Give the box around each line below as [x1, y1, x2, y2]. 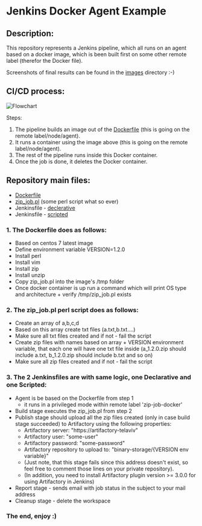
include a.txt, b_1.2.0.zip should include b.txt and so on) [14, 351, 153, 359]
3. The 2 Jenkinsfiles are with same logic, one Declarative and [6, 373, 192, 382]
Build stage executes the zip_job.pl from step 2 [14, 407, 133, 414]
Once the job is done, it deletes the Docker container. [14, 158, 148, 165]
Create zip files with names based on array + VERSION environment [14, 339, 184, 346]
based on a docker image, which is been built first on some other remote [6, 51, 187, 58]
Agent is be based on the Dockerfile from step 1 [14, 394, 134, 402]
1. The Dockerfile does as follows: [6, 225, 107, 234]
